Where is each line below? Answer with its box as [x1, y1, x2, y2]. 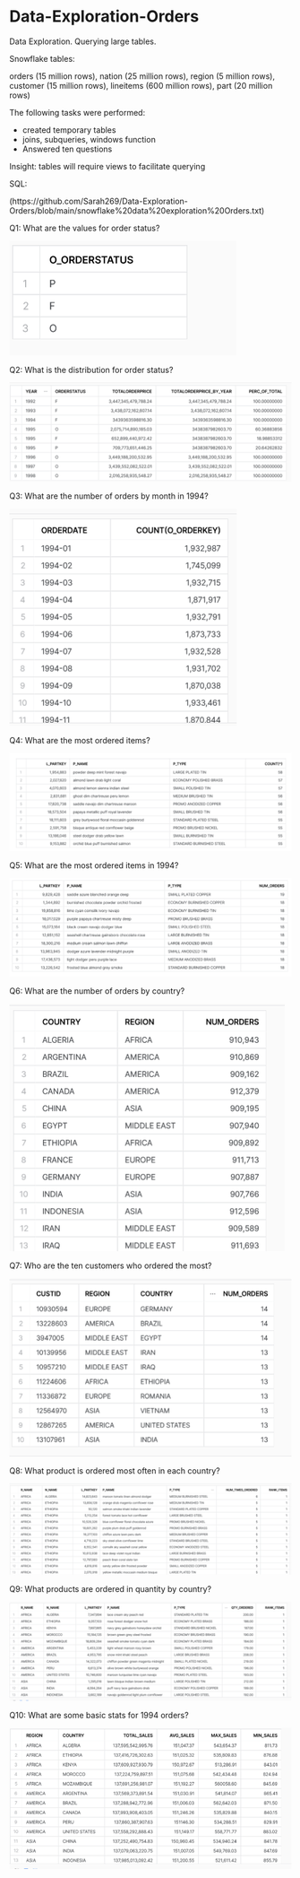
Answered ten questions [21, 143, 113, 154]
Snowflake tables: [9, 53, 75, 64]
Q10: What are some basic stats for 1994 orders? [9, 1710, 190, 1721]
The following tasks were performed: [9, 107, 146, 117]
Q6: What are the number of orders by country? [9, 986, 185, 996]
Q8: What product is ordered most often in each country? [9, 1465, 221, 1476]
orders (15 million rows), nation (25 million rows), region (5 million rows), [9, 70, 276, 82]
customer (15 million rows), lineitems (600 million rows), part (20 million [9, 80, 273, 91]
